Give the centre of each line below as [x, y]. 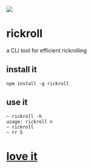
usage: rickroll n [29, 122]
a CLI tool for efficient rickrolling [46, 50]
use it [17, 103]
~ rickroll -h [24, 116]
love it [22, 156]
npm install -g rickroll [38, 83]
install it [22, 70]
